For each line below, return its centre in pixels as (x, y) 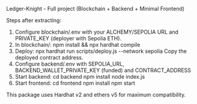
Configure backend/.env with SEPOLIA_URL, (69, 64)
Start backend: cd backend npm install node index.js (80, 77)
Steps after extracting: (34, 20)
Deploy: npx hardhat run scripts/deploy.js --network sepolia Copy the (101, 51)
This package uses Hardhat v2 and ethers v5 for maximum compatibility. (96, 95)
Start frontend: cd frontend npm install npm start (75, 83)
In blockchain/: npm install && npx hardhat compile (77, 45)
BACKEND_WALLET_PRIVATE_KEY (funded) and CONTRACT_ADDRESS (103, 70)
